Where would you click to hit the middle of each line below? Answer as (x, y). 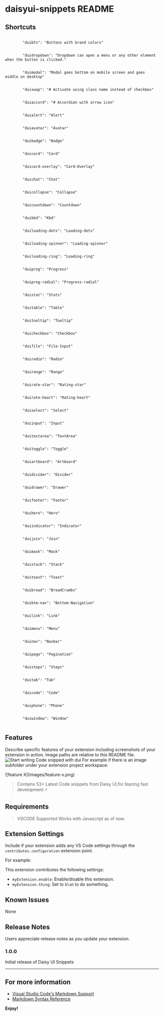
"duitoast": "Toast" (43, 577)
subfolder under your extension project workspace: (57, 765)
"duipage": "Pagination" (48, 654)
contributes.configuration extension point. (49, 851)
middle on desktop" (25, 77)
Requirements (27, 807)
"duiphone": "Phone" (43, 706)
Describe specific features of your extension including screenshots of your (80, 750)
